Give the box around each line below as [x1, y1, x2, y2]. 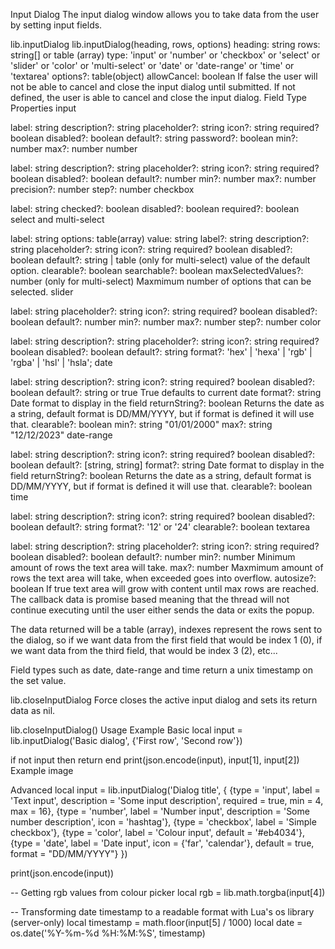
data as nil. [10, 705, 56, 716]
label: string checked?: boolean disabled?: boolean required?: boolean [10, 203, 300, 214]
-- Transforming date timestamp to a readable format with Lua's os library [10, 906, 315, 918]
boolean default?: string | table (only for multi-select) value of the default [10, 254, 311, 266]
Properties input [10, 102, 77, 114]
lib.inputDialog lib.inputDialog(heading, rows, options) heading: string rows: [10, 39, 321, 50]
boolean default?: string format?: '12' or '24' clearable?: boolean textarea [10, 521, 311, 533]
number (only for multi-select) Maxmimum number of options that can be [10, 275, 312, 287]
